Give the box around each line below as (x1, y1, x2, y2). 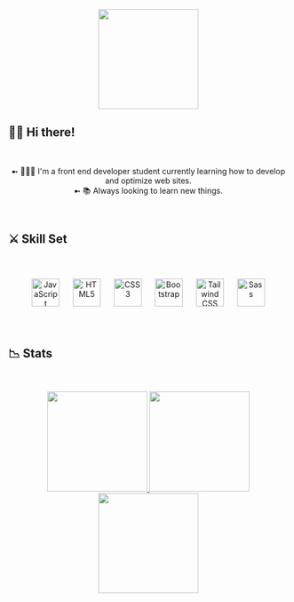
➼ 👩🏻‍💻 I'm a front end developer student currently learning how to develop (11, 165, 286, 176)
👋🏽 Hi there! (8, 124, 75, 140)
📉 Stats (8, 346, 53, 361)
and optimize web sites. (105, 175, 192, 186)
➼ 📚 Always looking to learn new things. (74, 185, 223, 196)
